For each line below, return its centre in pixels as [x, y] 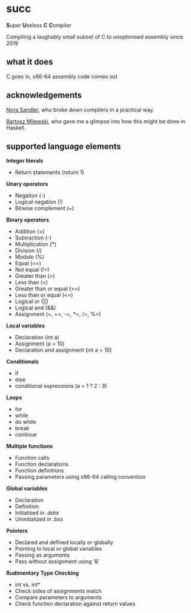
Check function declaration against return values [75, 604]
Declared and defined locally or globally [64, 542]
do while [25, 422]
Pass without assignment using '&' [57, 562]
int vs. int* [28, 585]
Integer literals [25, 161]
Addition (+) [30, 232]
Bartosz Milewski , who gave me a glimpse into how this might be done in [96, 121]
